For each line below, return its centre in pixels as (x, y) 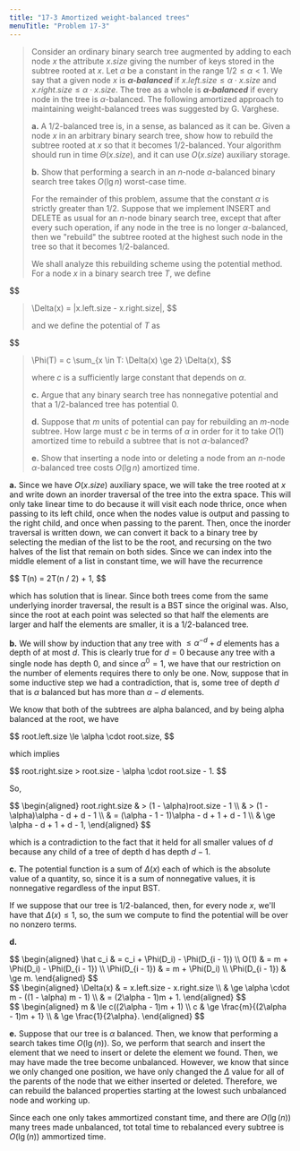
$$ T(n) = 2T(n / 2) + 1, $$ (58, 578)
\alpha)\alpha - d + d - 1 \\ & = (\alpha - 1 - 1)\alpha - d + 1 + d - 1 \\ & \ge (142, 815)
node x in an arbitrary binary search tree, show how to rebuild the (152, 135)
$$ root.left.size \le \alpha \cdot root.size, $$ (92, 736)
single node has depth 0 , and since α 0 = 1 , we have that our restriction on (145, 662)
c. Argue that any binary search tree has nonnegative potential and (155, 394)
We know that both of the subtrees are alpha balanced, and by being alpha (147, 709)
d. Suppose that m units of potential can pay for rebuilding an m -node (160, 421)
